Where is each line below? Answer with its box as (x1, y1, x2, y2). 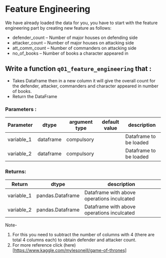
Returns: (5, 168, 27, 175)
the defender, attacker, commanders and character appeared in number (12, 83, 159, 89)
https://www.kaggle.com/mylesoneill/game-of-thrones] (14, 248, 127, 254)
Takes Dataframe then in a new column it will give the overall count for (12, 77, 156, 83)
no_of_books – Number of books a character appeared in (12, 50, 128, 56)
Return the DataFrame (12, 93, 58, 99)
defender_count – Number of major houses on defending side (12, 35, 138, 40)
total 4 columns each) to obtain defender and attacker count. (12, 237, 137, 243)
